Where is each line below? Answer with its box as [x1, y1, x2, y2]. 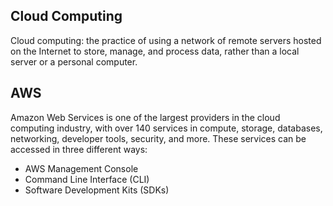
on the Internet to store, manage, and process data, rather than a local [10, 45, 300, 57]
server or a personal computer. [10, 55, 138, 68]
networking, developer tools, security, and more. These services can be [10, 132, 307, 144]
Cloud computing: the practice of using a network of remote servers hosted [10, 34, 322, 46]
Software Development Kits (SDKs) [24, 184, 170, 196]
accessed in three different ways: [10, 143, 148, 155]
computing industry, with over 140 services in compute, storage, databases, [10, 122, 323, 134]
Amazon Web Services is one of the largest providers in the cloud [10, 111, 281, 123]
